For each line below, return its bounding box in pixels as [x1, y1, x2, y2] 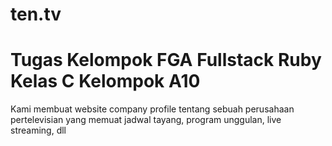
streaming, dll [10, 124, 67, 137]
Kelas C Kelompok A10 [10, 70, 201, 93]
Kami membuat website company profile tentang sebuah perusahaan [10, 103, 295, 115]
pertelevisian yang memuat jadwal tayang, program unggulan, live [10, 114, 282, 126]
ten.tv [10, 3, 62, 26]
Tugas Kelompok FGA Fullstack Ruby [10, 49, 322, 72]
